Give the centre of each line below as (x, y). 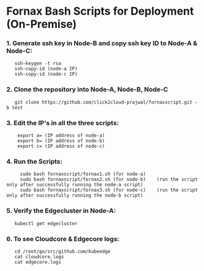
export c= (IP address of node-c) (61, 146)
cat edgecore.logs (38, 262)
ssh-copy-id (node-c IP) (46, 74)
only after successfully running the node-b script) (75, 196)
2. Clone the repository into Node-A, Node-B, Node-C (87, 90)
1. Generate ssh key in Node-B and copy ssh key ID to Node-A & (102, 43)
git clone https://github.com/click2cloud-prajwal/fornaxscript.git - (106, 102)
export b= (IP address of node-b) (61, 141)
